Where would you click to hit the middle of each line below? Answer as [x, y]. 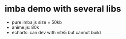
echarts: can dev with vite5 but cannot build [56, 32]
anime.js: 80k [25, 27]
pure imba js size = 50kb [37, 22]
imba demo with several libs [63, 9]
